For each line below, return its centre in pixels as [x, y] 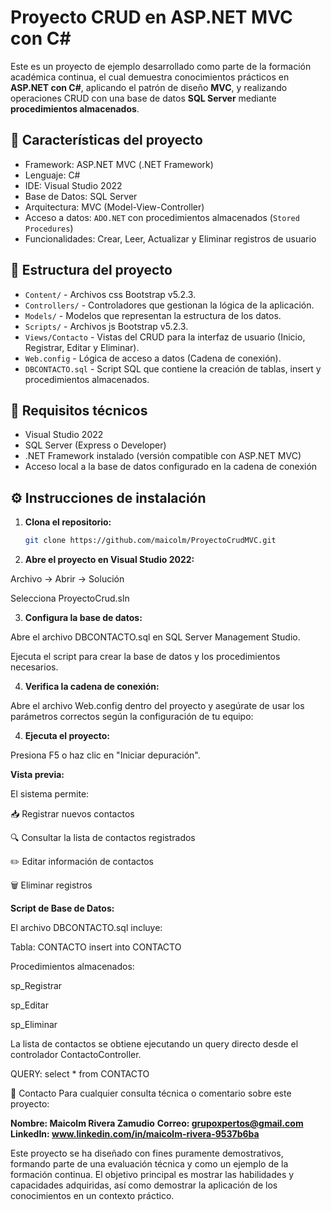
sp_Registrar [36, 986]
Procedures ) [49, 228]
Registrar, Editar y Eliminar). [82, 347]
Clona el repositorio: [68, 522]
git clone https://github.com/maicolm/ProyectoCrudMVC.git [150, 541]
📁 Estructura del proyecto [91, 270]
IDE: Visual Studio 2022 [73, 185]
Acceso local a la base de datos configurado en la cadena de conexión [171, 467]
